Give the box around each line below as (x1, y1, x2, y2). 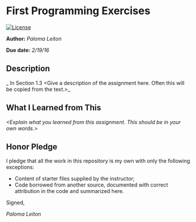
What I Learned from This (6, 103, 101, 113)
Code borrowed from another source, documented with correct (14, 181, 168, 188)
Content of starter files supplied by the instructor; (14, 175, 135, 182)
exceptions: (6, 164, 34, 171)
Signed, (6, 199, 25, 206)
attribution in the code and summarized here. (14, 188, 125, 195)
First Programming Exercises (6, 4, 151, 18)
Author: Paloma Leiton (6, 35, 62, 42)
